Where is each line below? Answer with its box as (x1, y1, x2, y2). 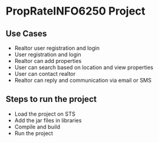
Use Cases (5, 28, 47, 39)
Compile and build (14, 123, 60, 130)
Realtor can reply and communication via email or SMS (14, 77, 152, 84)
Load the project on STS (14, 110, 76, 118)
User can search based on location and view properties (14, 64, 154, 71)
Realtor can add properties (14, 58, 82, 64)
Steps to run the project (5, 94, 97, 104)
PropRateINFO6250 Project (5, 4, 146, 18)
